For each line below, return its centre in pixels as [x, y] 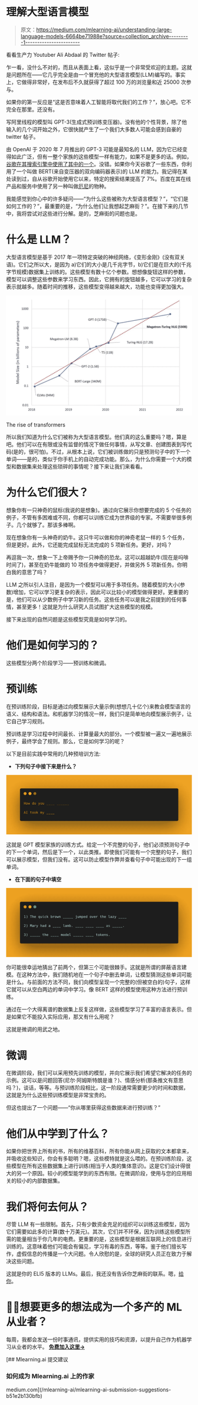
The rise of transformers [36, 425]
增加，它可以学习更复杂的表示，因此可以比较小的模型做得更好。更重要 [98, 592]
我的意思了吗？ [29, 572]
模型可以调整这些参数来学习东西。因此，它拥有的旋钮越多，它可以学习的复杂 [99, 279]
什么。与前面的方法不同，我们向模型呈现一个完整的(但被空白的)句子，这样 [101, 982]
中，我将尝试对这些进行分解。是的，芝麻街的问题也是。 [73, 213]
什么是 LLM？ [39, 240]
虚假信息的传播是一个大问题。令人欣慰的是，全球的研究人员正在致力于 [101, 1254]
